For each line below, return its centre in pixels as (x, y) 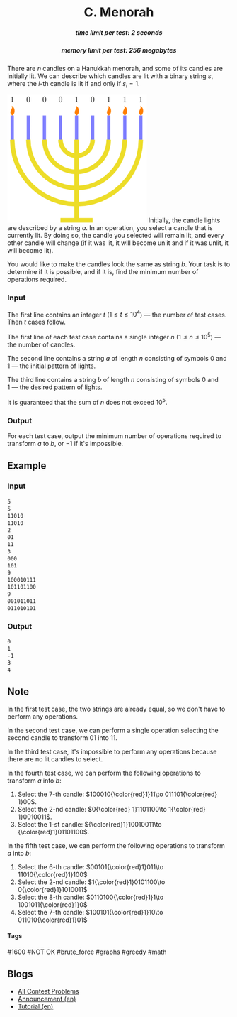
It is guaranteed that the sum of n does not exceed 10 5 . (87, 401)
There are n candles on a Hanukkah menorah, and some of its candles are (115, 68)
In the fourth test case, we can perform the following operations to (104, 773)
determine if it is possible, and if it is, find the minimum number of (103, 272)
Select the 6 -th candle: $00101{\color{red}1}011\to (91, 866)
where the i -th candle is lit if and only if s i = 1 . (74, 84)
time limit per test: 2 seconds (119, 32)
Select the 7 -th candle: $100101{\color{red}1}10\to (90, 912)
